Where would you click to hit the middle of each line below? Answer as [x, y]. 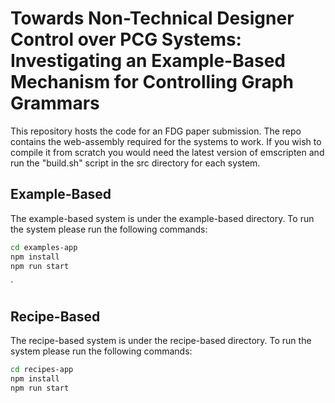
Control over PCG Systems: [126, 39]
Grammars [55, 103]
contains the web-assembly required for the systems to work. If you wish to [166, 141]
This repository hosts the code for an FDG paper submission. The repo [156, 131]
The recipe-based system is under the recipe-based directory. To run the [161, 341]
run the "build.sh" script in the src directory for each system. [135, 163]
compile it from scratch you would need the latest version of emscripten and [167, 152]
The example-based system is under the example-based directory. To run [162, 218]
